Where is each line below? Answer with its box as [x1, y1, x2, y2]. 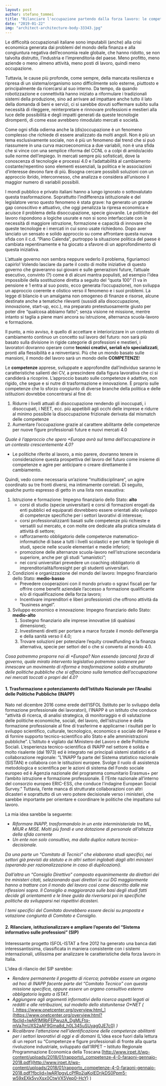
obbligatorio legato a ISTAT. [12, 991, 69, 997]
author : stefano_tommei [5, 12, 54, 17]
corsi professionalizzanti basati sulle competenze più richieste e [19, 518, 150, 524]
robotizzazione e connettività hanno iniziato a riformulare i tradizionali [5, 91, 147, 97]
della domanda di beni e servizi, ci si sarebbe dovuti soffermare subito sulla [5, 101, 159, 107]
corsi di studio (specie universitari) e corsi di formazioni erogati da [19, 502, 155, 508]
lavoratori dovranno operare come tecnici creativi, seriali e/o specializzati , [5, 345, 159, 351]
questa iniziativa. [5, 247, 40, 253]
